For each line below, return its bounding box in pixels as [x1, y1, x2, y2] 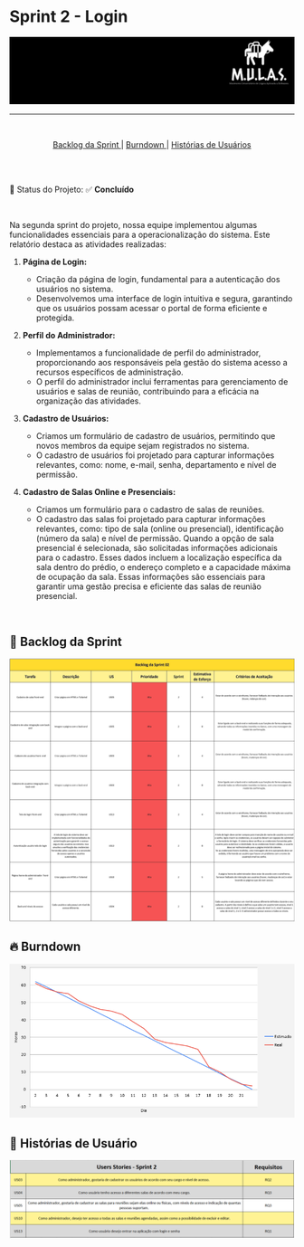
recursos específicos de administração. [35, 366, 184, 377]
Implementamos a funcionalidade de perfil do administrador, [35, 347, 261, 358]
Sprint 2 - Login [9, 6, 128, 27]
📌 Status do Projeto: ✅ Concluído [9, 184, 134, 195]
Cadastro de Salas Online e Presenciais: [22, 486, 176, 497]
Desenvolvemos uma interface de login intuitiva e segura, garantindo [35, 292, 293, 304]
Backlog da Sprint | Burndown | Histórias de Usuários [52, 138, 252, 150]
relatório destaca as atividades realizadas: [9, 238, 167, 250]
